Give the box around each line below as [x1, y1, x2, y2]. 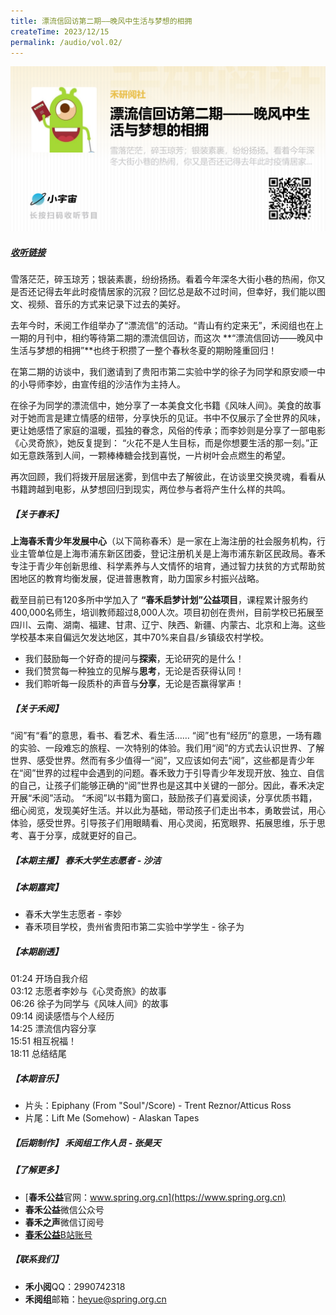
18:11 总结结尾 [10, 1048, 67, 1060]
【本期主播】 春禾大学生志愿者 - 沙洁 [10, 854, 162, 866]
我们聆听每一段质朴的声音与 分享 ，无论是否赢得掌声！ [24, 678, 245, 690]
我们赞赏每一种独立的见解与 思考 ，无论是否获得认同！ [24, 665, 245, 677]
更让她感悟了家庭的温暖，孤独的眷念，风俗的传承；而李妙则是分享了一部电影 [10, 425, 326, 437]
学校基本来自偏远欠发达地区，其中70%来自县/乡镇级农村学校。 [10, 631, 270, 644]
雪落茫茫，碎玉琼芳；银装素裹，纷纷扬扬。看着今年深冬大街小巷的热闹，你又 [10, 273, 326, 285]
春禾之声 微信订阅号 [24, 1216, 105, 1228]
